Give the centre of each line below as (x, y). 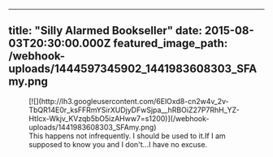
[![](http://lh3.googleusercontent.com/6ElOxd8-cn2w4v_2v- (129, 101)
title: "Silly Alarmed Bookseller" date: (106, 31)
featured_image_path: (171, 44)
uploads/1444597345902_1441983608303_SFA (133, 69)
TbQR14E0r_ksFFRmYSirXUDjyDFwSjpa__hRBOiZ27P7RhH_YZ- (134, 110)
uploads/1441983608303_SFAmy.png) (93, 127)
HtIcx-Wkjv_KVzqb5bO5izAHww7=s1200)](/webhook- (119, 118)
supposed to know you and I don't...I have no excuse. (118, 144)
